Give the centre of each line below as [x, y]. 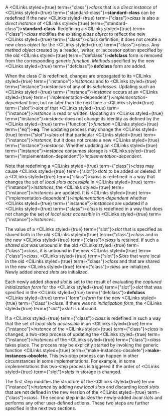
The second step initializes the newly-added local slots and [101, 398]
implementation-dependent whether [109, 198]
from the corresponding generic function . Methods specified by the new [80, 61]
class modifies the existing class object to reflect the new [86, 34]
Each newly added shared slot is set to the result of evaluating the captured [83, 282]
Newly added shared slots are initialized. [47, 272]
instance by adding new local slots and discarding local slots [96, 387]
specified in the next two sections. [41, 408]
